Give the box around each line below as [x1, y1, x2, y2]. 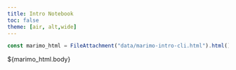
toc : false [7, 17, 39, 24]
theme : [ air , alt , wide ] [7, 23, 77, 30]
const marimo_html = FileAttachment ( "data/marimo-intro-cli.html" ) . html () [7, 43, 231, 50]
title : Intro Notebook [7, 10, 74, 17]
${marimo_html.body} [7, 55, 71, 64]
